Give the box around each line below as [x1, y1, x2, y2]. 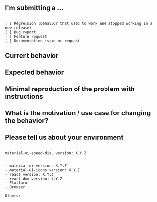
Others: [5, 193, 21, 199]
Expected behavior [5, 68, 64, 76]
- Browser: [5, 185, 27, 190]
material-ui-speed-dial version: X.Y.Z [5, 151, 87, 156]
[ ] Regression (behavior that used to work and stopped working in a [5, 21, 153, 26]
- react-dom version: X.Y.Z [5, 176, 63, 181]
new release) [5, 25, 32, 30]
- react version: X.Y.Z [5, 172, 54, 177]
